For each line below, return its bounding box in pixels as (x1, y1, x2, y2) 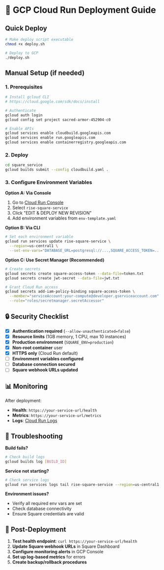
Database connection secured (12, 361, 75, 367)
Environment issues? (5, 491, 49, 497)
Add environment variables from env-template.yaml (12, 215, 116, 221)
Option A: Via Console (5, 190, 52, 196)
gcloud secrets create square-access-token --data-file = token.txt (5, 271, 144, 276)
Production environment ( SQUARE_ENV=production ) (12, 339, 114, 345)
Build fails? (5, 445, 28, 451)
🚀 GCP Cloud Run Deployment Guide (5, 4, 156, 16)
